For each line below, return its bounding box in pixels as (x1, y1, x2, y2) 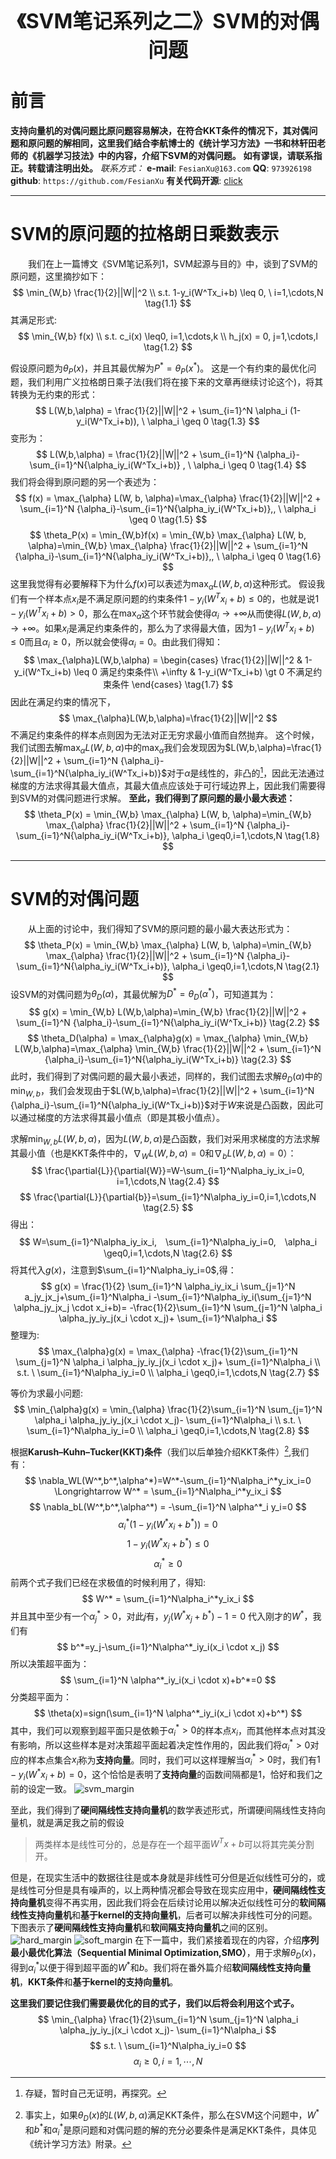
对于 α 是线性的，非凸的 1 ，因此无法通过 (166, 765, 325, 779)
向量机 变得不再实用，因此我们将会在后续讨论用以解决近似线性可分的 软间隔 (18, 1897, 326, 1909)
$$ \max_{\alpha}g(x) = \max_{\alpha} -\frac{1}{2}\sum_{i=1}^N (38, 1345, 298, 1358)
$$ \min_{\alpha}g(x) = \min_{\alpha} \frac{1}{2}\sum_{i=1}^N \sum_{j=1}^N (13, 1404, 323, 1416)
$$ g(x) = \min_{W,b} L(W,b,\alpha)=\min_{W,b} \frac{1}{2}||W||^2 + (28, 1006, 308, 1018)
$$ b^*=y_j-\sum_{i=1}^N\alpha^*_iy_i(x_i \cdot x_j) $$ (56, 1640, 280, 1653)
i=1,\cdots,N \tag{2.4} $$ (116, 1175, 220, 1188)
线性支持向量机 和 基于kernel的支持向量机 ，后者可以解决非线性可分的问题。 (10, 1909, 318, 1921)
